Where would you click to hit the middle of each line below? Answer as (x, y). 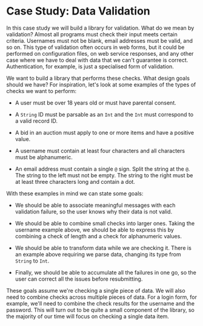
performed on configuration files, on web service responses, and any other (100, 53)
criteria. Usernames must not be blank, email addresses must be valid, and (99, 41)
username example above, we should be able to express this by (95, 230)
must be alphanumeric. (44, 157)
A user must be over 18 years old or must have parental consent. (96, 103)
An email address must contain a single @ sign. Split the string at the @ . (102, 169)
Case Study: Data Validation (78, 11)
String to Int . (32, 261)
